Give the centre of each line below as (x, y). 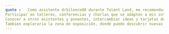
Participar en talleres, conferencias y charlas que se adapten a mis (81, 14)
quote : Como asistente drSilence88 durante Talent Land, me (73, 10)
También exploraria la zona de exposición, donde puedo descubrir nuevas (84, 24)
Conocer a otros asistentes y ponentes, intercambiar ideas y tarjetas (82, 19)
